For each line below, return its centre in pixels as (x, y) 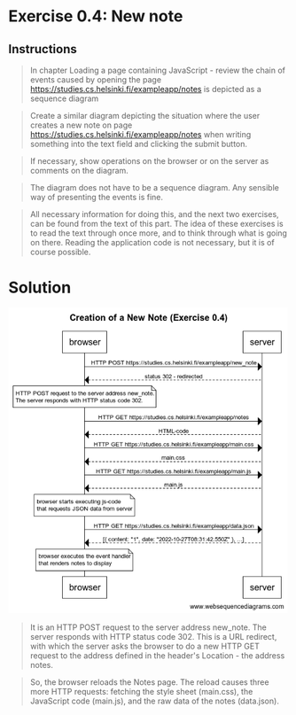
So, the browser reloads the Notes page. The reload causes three (149, 682)
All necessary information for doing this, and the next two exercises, (155, 214)
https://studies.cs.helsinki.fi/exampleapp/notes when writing (140, 134)
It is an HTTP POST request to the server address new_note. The (148, 627)
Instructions (43, 49)
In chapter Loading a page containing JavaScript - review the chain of (157, 70)
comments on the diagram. (79, 171)
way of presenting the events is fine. (96, 197)
